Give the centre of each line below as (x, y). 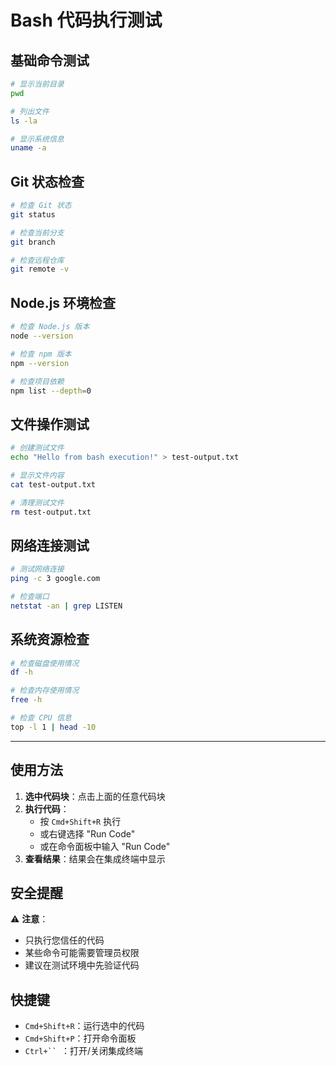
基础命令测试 (50, 60)
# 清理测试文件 (37, 502)
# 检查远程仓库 (37, 260)
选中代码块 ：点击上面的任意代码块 (95, 796)
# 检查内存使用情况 (45, 691)
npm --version (40, 363)
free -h (26, 700)
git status (33, 214)
